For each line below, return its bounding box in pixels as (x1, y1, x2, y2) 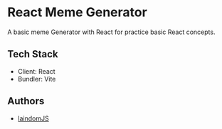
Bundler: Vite (17, 74, 56, 83)
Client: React (17, 67, 55, 75)
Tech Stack (7, 48, 58, 60)
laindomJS (17, 114, 49, 123)
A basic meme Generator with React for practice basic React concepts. (7, 28, 216, 36)
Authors (7, 95, 45, 107)
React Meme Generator (7, 4, 147, 21)
